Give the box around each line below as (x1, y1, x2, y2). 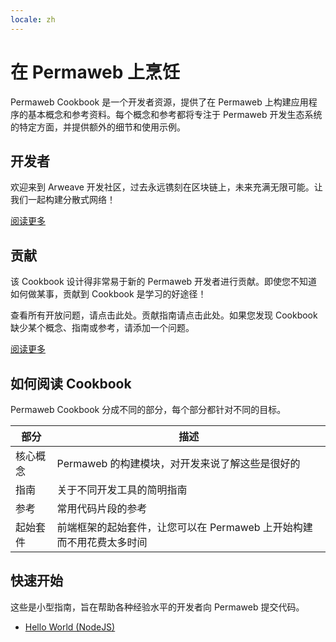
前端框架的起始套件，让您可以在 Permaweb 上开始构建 (56, 521, 313, 534)
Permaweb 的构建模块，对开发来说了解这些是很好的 (56, 457, 301, 470)
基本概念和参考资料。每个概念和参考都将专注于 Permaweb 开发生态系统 (27, 108, 323, 120)
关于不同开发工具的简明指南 (56, 483, 188, 496)
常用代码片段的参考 (56, 502, 148, 515)
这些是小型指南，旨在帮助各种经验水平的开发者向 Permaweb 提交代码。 (10, 601, 305, 613)
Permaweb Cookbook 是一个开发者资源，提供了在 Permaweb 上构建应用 (10, 96, 309, 108)
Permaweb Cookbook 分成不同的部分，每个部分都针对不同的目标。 (10, 404, 287, 415)
